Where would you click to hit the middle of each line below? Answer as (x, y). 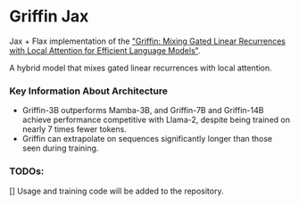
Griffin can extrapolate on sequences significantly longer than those (147, 139)
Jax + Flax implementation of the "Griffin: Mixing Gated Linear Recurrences (147, 41)
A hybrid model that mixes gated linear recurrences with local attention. (141, 68)
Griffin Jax (49, 16)
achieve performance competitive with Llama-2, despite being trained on (156, 120)
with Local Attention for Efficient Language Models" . (105, 50)
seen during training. (60, 148)
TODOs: (27, 171)
